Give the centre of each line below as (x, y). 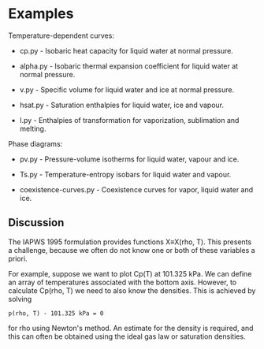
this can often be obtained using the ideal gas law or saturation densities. (127, 336)
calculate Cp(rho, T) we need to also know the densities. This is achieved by (132, 290)
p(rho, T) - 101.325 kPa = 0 (56, 313)
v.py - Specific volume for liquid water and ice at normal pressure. (127, 89)
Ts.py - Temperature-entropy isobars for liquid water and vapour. (125, 174)
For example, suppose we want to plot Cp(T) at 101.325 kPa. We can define (130, 273)
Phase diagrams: (35, 143)
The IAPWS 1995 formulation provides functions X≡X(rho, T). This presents (130, 242)
